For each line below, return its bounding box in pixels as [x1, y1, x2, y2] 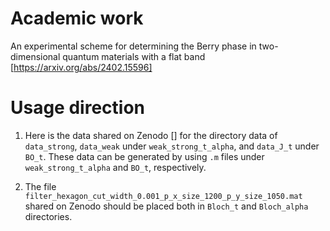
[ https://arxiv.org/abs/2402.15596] [10, 61, 153, 73]
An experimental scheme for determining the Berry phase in [10, 40, 257, 52]
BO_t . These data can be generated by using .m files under [24, 150, 265, 162]
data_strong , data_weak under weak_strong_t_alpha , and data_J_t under [24, 140, 320, 152]
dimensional [10, 50, 61, 62]
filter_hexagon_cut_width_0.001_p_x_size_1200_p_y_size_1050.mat [24, 191, 303, 201]
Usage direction [10, 97, 145, 119]
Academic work [10, 7, 144, 30]
